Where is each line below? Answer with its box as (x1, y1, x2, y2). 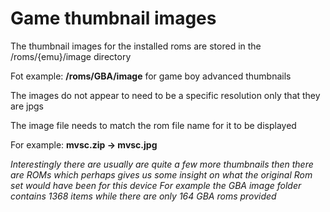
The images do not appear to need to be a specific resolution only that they (10, 89, 321, 101)
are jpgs (10, 100, 44, 112)
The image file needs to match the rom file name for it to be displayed (10, 119, 297, 131)
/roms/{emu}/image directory (10, 50, 132, 62)
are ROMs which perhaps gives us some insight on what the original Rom (10, 168, 313, 181)
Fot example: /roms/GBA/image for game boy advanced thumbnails (10, 70, 292, 82)
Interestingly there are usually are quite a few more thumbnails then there (10, 158, 314, 170)
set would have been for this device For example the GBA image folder (10, 179, 302, 191)
